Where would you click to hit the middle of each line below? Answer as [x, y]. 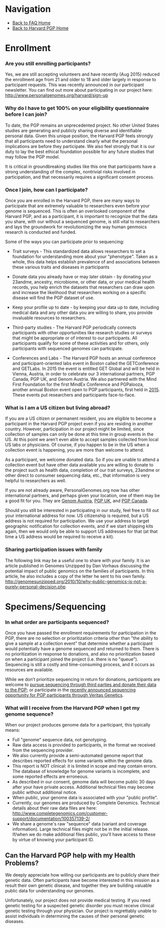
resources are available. [29, 670]
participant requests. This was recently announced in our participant [75, 85]
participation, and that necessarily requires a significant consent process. [80, 177]
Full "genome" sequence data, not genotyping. [60, 740]
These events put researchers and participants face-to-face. [74, 395]
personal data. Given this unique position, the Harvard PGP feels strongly [79, 136]
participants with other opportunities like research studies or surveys [82, 333]
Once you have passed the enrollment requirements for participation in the [81, 633]
